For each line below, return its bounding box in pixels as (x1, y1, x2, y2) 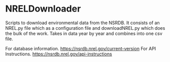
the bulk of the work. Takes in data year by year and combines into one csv (5, 30, 162, 36)
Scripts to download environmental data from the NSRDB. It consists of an (5, 20, 160, 26)
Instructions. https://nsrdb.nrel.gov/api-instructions (5, 51, 113, 57)
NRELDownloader (5, 3, 81, 15)
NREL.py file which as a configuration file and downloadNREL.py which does (5, 25, 165, 31)
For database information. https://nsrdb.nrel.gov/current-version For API (5, 45, 156, 51)
